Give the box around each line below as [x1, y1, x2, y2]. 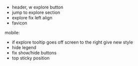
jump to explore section [11, 9, 61, 15]
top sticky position [11, 55, 50, 61]
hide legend [11, 45, 37, 50]
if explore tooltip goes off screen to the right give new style [11, 39, 134, 45]
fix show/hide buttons [11, 50, 57, 56]
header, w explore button [11, 4, 64, 10]
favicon [11, 20, 28, 26]
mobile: [4, 30, 20, 35]
